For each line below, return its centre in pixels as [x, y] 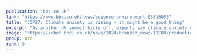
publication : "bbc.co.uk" [38, 11]
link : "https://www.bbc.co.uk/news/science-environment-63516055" [89, 17]
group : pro [19, 38]
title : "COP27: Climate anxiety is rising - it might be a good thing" [95, 22]
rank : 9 [16, 44]
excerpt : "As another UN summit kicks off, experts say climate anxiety [97, 28]
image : [14, 33]
